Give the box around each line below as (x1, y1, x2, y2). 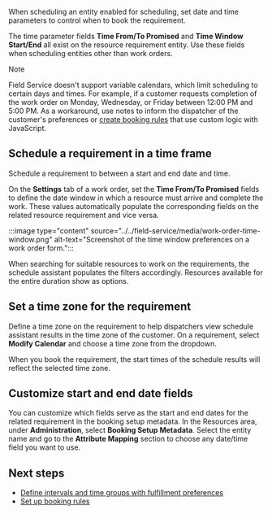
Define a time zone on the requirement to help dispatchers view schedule (8, 321, 254, 331)
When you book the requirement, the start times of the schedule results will (8, 354, 261, 364)
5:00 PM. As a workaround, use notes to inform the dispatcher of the (8, 106, 239, 115)
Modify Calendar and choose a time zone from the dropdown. (8, 338, 217, 348)
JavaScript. (8, 124, 47, 133)
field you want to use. (8, 442, 81, 452)
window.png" (8, 234, 53, 244)
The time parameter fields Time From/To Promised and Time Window (8, 32, 244, 41)
